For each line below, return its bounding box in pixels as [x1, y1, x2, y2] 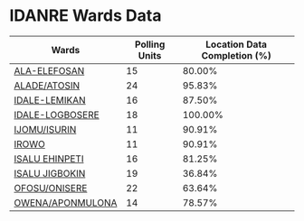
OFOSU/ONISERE [14, 181, 88, 194]
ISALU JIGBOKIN [14, 167, 86, 180]
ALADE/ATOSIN [14, 78, 81, 91]
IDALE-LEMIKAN [14, 94, 86, 106]
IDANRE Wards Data [9, 5, 162, 26]
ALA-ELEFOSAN [14, 64, 85, 77]
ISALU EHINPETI [14, 152, 84, 165]
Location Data [205, 38, 268, 51]
